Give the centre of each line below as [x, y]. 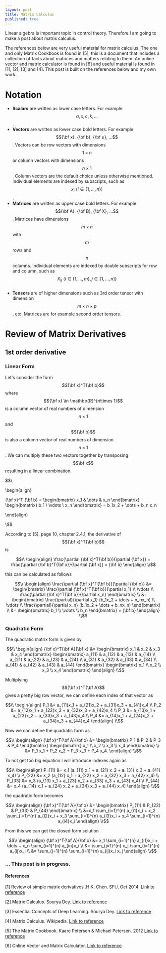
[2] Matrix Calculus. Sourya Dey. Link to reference [56, 902]
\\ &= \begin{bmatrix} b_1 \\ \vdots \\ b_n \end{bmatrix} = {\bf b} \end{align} [83, 610]
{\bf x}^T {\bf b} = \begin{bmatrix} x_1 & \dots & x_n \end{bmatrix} [72, 500]
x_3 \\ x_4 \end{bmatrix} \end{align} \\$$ [83, 670]
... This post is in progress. [38, 864]
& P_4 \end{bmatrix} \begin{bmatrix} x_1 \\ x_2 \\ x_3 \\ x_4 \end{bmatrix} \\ [83, 746]
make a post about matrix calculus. [41, 38]
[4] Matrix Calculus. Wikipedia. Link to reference [55, 921]
